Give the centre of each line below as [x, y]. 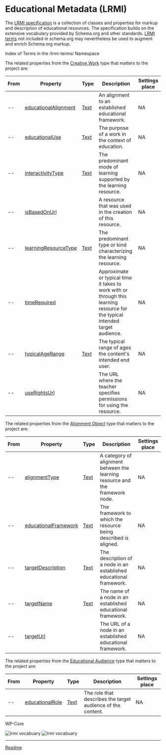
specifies [109, 393]
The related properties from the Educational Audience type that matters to [81, 661]
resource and [115, 480]
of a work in [112, 134]
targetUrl [35, 636]
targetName [39, 604]
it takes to [110, 284]
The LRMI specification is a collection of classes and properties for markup [82, 23]
